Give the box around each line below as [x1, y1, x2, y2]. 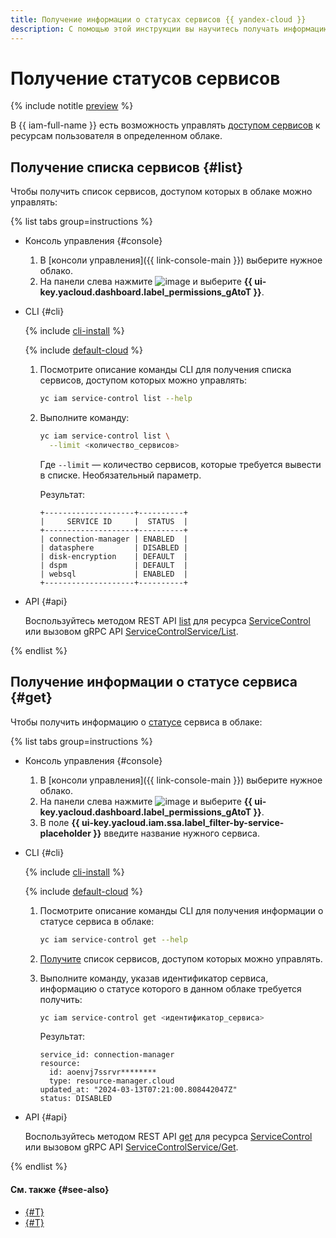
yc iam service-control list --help [39, 394, 193, 404]
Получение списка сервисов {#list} [10, 159, 244, 176]
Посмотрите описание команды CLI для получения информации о [39, 904, 324, 916]
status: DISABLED [39, 1094, 113, 1104]
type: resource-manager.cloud [48, 1076, 175, 1086]
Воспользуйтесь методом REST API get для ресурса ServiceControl [24, 1131, 313, 1143]
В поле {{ [39, 816, 80, 828]
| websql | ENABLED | [39, 569, 188, 579]
